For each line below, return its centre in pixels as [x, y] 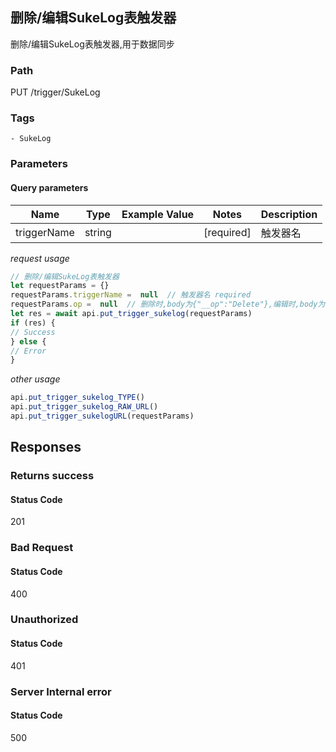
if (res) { [33, 323]
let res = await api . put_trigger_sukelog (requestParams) [131, 314]
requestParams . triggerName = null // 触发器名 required [131, 295]
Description [289, 214]
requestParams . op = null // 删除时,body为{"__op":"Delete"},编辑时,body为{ [170, 304]
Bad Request [42, 548]
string [98, 232]
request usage [40, 258]
